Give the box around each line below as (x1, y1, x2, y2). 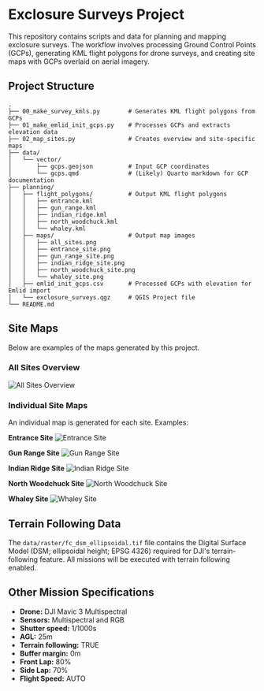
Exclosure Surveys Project (8, 6, 185, 24)
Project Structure (8, 80, 95, 93)
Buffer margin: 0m (19, 648, 81, 658)
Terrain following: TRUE (19, 640, 100, 649)
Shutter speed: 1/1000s (19, 623, 97, 633)
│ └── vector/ (8, 155, 61, 163)
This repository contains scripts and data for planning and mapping (8, 32, 227, 41)
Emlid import (8, 286, 51, 295)
